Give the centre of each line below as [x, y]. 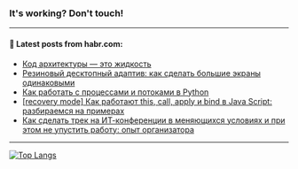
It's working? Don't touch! [67, 13]
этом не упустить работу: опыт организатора [108, 129]
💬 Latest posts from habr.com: [66, 43]
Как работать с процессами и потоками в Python [115, 92]
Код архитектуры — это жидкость [87, 64]
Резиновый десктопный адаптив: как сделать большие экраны [141, 73]
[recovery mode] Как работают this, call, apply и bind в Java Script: [147, 101]
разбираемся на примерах [73, 111]
